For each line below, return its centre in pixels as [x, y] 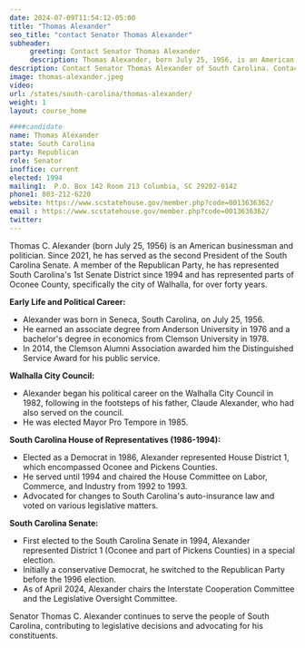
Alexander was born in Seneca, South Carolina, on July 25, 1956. [143, 319]
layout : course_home [49, 111]
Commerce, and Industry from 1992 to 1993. [105, 486]
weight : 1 [28, 102]
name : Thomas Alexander [54, 136]
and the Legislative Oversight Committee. [100, 598]
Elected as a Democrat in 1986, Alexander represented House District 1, [156, 457]
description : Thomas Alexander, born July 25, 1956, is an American [162, 60]
